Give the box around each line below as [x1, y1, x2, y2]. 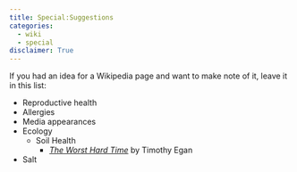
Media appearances [21, 117, 97, 127]
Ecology [21, 126, 53, 136]
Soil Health [35, 135, 76, 146]
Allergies [21, 107, 55, 118]
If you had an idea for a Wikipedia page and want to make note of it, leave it [9, 70, 288, 81]
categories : [9, 21, 54, 30]
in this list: [9, 80, 47, 91]
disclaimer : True [9, 46, 74, 55]
